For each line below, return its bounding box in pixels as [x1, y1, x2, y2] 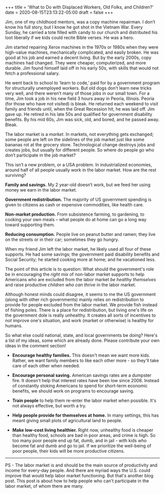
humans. [5, 323, 23, 329]
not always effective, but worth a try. [12, 403, 87, 408]
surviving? [5, 172, 26, 178]
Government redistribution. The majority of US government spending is [5, 197, 152, 202]
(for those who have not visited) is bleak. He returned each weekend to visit [5, 101, 159, 106]
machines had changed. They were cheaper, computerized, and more [5, 60, 146, 66]
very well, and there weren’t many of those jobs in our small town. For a [5, 91, 150, 96]
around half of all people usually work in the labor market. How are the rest [5, 167, 157, 173]
